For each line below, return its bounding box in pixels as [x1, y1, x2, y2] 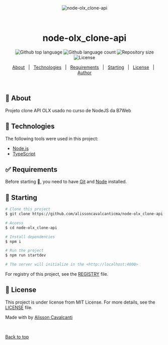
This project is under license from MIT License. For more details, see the [5, 299, 155, 305]
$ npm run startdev [5, 253, 46, 258]
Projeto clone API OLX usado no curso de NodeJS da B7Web [5, 107, 132, 113]
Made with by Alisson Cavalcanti [5, 314, 73, 320]
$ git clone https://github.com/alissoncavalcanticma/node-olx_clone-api [5, 212, 163, 217]
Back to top [5, 333, 29, 340]
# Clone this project [5, 207, 51, 212]
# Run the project [5, 248, 44, 253]
